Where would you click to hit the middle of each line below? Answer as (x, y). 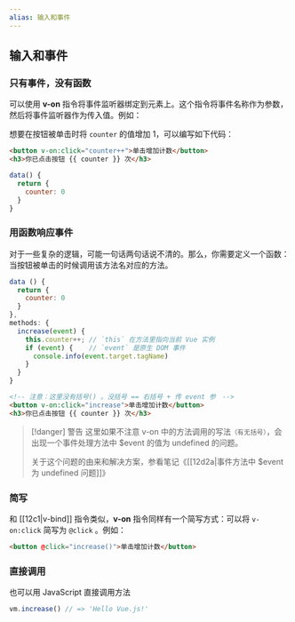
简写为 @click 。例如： (85, 530)
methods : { (29, 323)
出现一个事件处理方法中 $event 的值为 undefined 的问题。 (136, 443)
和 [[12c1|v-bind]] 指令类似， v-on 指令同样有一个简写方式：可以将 (130, 519)
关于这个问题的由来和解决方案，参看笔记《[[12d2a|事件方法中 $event (157, 461)
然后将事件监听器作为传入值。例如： (76, 116)
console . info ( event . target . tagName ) (100, 356)
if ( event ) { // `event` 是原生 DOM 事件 (106, 347)
